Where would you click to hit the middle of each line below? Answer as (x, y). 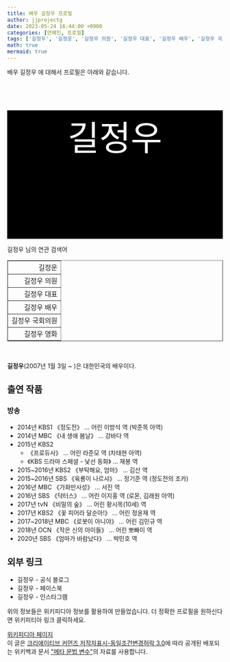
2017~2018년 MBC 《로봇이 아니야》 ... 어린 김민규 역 (90, 521)
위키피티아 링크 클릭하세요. (50, 620)
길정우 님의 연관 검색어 (37, 249)
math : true (23, 45)
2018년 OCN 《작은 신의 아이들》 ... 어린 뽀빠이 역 (85, 530)
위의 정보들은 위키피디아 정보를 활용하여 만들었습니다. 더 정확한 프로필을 (103, 611)
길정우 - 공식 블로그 (43, 580)
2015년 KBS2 (35, 444)
